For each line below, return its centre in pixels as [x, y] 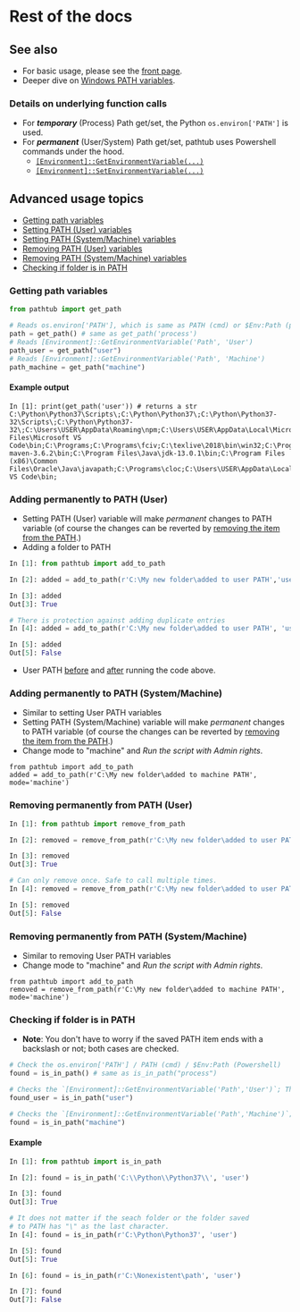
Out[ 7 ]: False [36, 1300]
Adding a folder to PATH [67, 547]
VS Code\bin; [33, 477]
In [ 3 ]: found [36, 1194]
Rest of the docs [71, 17]
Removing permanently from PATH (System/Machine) [128, 936]
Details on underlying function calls [88, 103]
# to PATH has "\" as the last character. [89, 1227]
